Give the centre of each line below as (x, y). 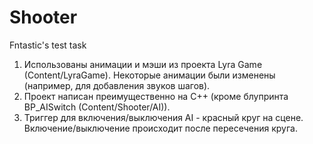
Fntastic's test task (48, 45)
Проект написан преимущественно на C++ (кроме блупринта (156, 96)
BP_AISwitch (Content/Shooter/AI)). (97, 107)
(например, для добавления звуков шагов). (117, 85)
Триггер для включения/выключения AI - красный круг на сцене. (163, 117)
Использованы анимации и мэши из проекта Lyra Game (143, 64)
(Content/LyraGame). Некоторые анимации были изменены (149, 75)
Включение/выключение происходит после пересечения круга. (160, 128)
